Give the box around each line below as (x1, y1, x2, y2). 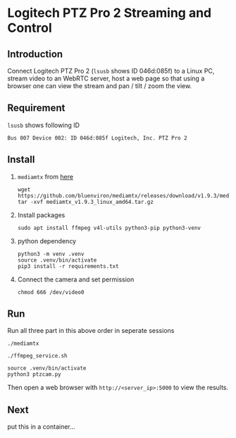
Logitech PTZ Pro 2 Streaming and (7, 5, 212, 21)
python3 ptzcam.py (7, 371, 61, 378)
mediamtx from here (17, 172, 74, 181)
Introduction (7, 48, 63, 60)
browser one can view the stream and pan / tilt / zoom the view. (7, 82, 192, 90)
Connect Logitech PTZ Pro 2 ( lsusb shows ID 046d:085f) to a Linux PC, (7, 67, 215, 75)
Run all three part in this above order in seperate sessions (7, 327, 175, 335)
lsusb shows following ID (7, 121, 80, 129)
